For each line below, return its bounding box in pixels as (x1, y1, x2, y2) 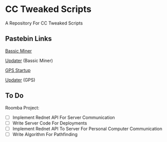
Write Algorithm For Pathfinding (12, 131, 77, 137)
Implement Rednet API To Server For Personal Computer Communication (12, 125, 162, 131)
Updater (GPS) (5, 76, 35, 83)
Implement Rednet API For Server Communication (12, 114, 115, 120)
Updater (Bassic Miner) (5, 57, 53, 63)
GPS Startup (5, 67, 31, 73)
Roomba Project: (5, 104, 39, 110)
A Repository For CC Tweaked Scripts (5, 20, 83, 26)
